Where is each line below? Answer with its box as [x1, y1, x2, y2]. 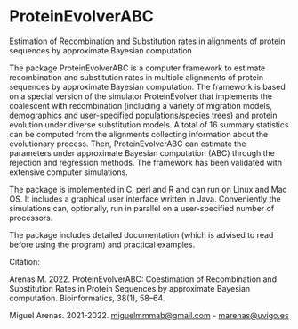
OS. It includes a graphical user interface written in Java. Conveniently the [9, 193, 282, 204]
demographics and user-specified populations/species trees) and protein [9, 110, 278, 120]
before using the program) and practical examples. [9, 239, 196, 250]
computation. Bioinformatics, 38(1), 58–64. [9, 292, 165, 303]
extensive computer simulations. [9, 167, 129, 177]
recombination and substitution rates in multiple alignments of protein [9, 71, 264, 82]
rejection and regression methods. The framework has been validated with [9, 157, 283, 168]
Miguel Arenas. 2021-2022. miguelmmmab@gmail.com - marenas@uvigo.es [9, 309, 289, 320]
